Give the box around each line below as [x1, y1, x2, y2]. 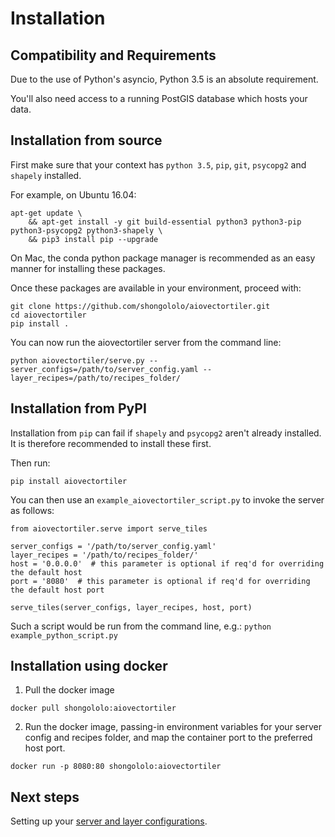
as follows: [10, 504, 55, 516]
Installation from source [10, 132, 163, 149]
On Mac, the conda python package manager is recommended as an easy [10, 252, 316, 264]
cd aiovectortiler [10, 310, 87, 320]
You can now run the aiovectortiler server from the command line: [10, 336, 282, 348]
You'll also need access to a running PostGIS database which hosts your [10, 93, 308, 104]
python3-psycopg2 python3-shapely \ [10, 225, 163, 236]
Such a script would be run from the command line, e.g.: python [10, 620, 272, 632]
